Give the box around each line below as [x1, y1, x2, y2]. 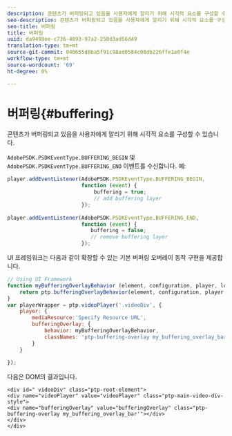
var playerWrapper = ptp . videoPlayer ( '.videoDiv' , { [7, 301, 162, 308]
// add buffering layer [93, 195, 162, 202]
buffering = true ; [93, 189, 147, 196]
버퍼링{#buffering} [7, 106, 115, 122]
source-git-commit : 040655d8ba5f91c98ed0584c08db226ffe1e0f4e [7, 49, 190, 56]
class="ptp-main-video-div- [142, 392, 224, 399]
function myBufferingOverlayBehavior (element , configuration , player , [7, 282, 217, 289]
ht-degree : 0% [7, 68, 48, 75]
